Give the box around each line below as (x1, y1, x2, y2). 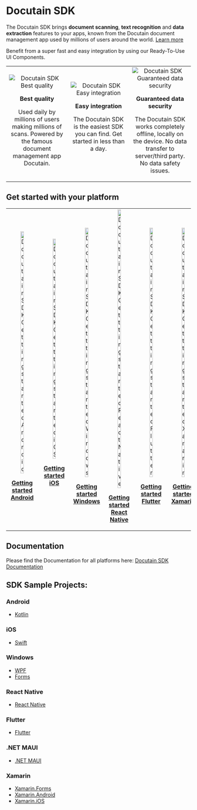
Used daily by (18, 107, 56, 116)
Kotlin (14, 611, 29, 618)
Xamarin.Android (14, 791, 56, 798)
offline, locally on (137, 130, 184, 138)
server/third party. (135, 151, 185, 160)
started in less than (72, 137, 125, 145)
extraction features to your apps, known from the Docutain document (6, 29, 175, 36)
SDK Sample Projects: (6, 579, 88, 590)
